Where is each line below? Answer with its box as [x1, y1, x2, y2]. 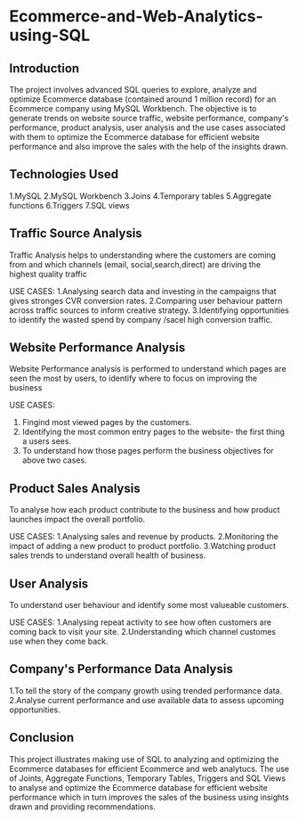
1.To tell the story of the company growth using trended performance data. [9, 685, 283, 696]
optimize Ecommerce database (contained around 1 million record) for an [9, 94, 277, 104]
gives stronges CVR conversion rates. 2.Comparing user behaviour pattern [9, 295, 283, 306]
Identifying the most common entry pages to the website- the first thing [21, 426, 286, 438]
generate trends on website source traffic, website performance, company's [9, 113, 289, 123]
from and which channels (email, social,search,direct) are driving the [9, 259, 261, 269]
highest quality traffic [9, 268, 87, 279]
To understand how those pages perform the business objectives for [21, 446, 274, 456]
